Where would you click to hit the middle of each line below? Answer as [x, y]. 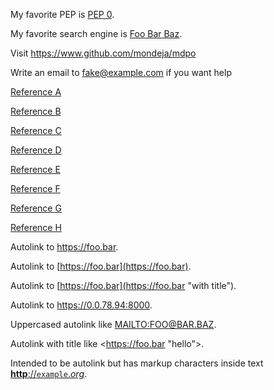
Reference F [35, 188]
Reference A [36, 92]
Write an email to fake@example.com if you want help [121, 72]
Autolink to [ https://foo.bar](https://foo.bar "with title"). [123, 285]
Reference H [36, 227]
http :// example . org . [49, 373]
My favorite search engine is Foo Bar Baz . [96, 33]
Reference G [36, 208]
